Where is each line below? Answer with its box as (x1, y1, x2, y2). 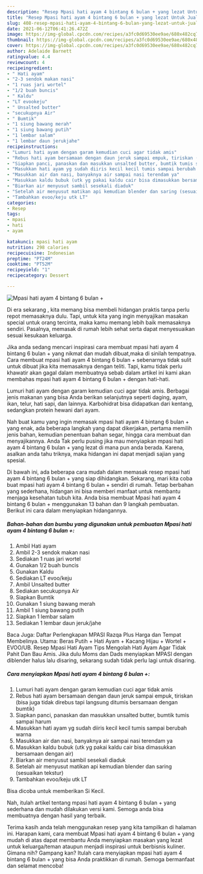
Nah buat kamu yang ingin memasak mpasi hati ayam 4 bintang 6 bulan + (7, 418, 189, 425)
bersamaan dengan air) (15, 750, 74, 757)
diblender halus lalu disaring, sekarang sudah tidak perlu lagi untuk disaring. (7, 657, 196, 664)
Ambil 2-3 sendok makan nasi (15, 548, 90, 556)
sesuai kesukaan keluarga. (7, 332, 73, 339)
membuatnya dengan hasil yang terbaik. (7, 812, 107, 819)
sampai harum (15, 718, 52, 725)
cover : (7, 43, 23, 49)
